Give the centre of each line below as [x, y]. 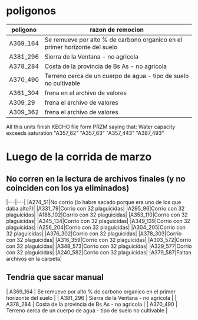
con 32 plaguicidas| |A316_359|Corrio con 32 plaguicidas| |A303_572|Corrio [99, 240]
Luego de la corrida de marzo [79, 157]
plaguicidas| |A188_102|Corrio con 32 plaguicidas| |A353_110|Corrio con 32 [97, 215]
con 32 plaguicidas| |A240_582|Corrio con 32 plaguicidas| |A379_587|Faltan [99, 252]
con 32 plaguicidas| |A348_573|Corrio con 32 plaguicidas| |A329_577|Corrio [99, 246]
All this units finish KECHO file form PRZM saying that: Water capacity [91, 127]
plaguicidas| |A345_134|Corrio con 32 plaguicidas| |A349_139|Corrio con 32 [98, 221]
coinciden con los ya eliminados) [68, 188]
